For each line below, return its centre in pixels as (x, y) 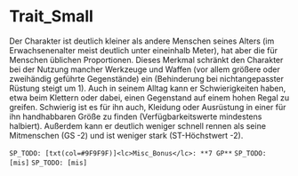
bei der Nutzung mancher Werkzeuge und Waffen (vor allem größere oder (145, 69)
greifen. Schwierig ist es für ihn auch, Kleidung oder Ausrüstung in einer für (148, 107)
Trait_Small (51, 16)
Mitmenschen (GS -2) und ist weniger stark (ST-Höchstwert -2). (126, 135)
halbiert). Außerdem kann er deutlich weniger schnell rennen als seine (138, 125)
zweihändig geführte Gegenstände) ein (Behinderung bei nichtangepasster (147, 78)
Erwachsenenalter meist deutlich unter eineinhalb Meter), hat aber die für (144, 50)
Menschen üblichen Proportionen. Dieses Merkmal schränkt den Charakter (146, 60)
